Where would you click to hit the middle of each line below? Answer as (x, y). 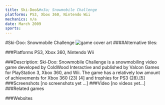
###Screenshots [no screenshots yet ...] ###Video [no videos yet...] (75, 83)
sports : (13, 28)
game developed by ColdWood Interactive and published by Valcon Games (82, 67)
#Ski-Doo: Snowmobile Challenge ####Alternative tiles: (81, 42)
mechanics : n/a (21, 19)
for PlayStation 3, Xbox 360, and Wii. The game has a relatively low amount (82, 72)
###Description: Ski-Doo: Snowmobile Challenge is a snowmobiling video (81, 62)
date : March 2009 (23, 24)
